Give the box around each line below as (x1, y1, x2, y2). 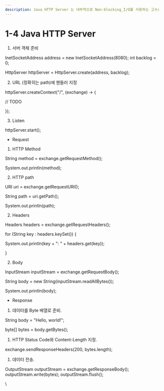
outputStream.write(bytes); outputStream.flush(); (5, 371, 104, 377)
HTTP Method (12, 146, 41, 152)
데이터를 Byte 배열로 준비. (12, 307, 62, 313)
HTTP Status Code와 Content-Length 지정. (12, 336, 98, 342)
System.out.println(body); (5, 288, 57, 293)
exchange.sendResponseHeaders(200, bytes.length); (5, 346, 113, 352)
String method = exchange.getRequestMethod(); (5, 155, 103, 161)
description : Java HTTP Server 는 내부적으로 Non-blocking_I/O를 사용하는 (5, 7, 149, 12)
